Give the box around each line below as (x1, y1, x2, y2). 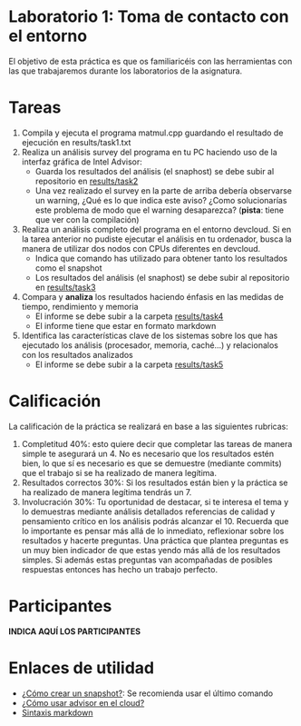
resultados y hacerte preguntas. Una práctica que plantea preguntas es (21, 534, 289, 546)
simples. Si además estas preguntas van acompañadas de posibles (21, 554, 273, 565)
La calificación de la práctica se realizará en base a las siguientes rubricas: (8, 421, 289, 432)
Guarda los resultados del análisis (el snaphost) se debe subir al (34, 165, 275, 176)
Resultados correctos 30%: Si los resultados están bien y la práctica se (21, 477, 288, 488)
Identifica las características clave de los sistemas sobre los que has (21, 330, 278, 341)
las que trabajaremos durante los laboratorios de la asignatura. (8, 65, 243, 76)
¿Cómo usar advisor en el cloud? (21, 697, 145, 708)
